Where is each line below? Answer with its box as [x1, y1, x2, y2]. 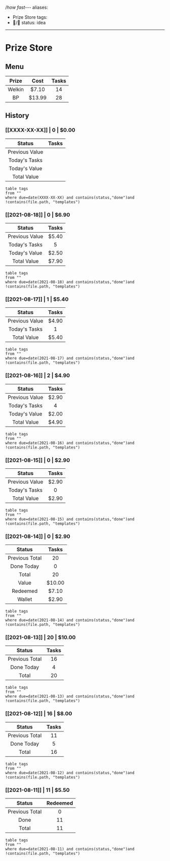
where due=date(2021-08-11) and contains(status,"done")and [5, 847, 135, 852]
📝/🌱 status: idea [12, 20, 46, 25]
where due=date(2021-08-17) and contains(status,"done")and [5, 356, 135, 361]
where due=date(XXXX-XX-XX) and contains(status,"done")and [5, 195, 135, 200]
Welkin [8, 86, 24, 93]
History [5, 111, 29, 120]
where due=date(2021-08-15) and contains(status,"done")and [5, 517, 135, 522]
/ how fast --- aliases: [5, 5, 48, 10]
